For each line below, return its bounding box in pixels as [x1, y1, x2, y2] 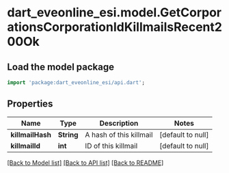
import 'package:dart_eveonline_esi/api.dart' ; [7, 79, 146, 86]
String [57, 130, 79, 139]
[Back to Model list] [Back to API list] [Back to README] [7, 159, 164, 167]
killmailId [10, 141, 41, 150]
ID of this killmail [85, 141, 138, 150]
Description [99, 118, 139, 128]
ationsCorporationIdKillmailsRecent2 [7, 19, 222, 35]
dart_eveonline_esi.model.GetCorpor [7, 5, 222, 21]
